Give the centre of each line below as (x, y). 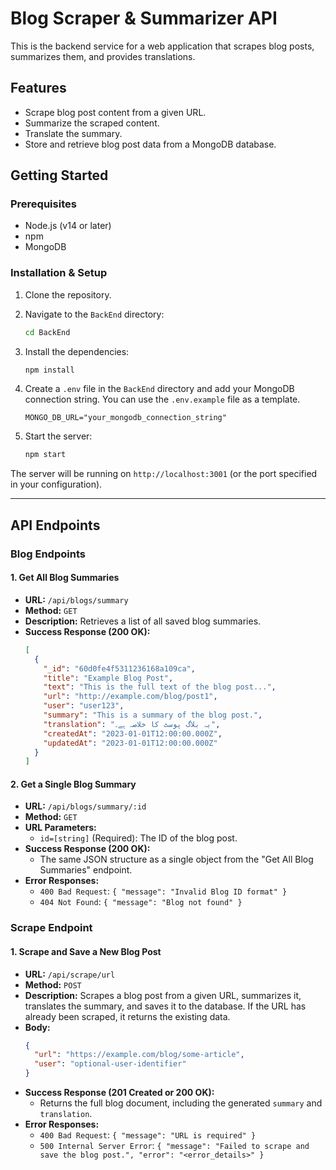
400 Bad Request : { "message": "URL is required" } (148, 1135)
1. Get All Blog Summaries (65, 578)
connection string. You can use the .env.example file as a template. (162, 399)
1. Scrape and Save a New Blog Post (86, 951)
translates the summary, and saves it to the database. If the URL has (165, 1006)
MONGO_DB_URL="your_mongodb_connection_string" (125, 418)
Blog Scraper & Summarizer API (144, 18)
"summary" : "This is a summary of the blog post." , (153, 715)
